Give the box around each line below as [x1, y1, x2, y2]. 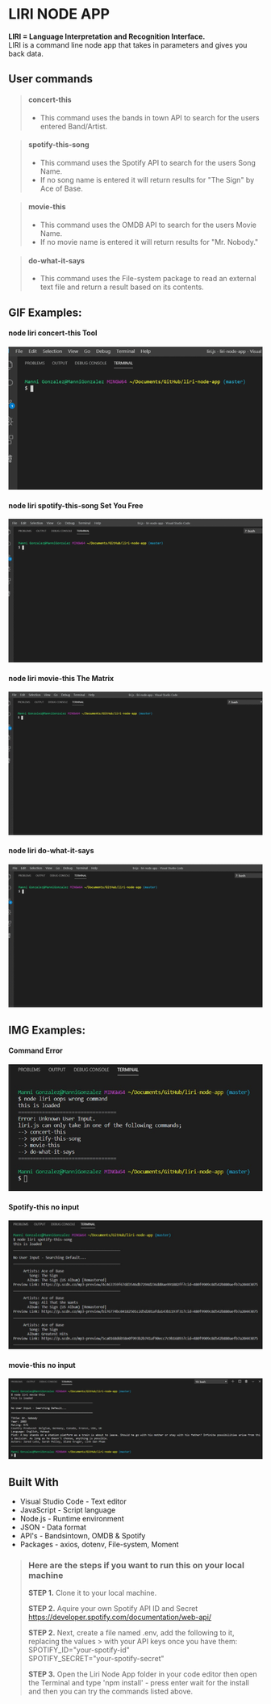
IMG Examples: [8, 1023, 86, 1037]
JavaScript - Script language [19, 1505, 116, 1515]
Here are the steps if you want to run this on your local [27, 1560, 244, 1571]
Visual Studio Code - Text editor [19, 1496, 127, 1507]
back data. [8, 48, 44, 58]
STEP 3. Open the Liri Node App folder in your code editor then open [27, 1669, 257, 1679]
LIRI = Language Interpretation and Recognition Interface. [8, 32, 206, 41]
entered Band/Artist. [40, 121, 108, 131]
